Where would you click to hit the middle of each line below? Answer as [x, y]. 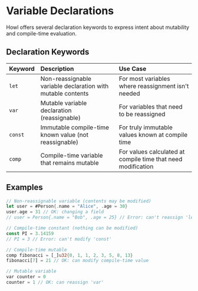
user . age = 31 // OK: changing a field [55, 212]
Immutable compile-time [75, 127]
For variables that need [151, 106]
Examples [24, 187]
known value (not [64, 135]
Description [57, 68]
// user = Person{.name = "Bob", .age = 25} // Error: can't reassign [95, 218]
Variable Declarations [60, 11]
